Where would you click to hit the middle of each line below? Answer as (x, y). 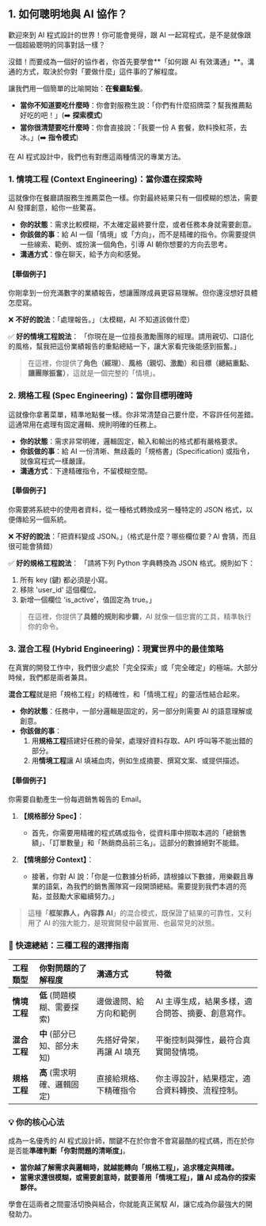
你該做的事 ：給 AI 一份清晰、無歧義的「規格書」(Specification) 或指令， (137, 451)
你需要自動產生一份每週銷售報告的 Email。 (77, 799)
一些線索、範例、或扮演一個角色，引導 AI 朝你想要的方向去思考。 (125, 245)
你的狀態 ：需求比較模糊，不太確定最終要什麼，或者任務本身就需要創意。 (137, 225)
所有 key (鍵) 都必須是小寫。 (66, 580)
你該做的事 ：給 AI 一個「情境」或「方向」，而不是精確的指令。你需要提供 (138, 234)
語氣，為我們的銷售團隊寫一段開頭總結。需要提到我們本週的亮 (146, 886)
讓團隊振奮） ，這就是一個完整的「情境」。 (93, 373)
